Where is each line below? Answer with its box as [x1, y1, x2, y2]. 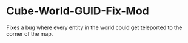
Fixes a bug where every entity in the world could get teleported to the [6, 24, 183, 31]
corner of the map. [6, 30, 53, 37]
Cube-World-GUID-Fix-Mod [6, 4, 150, 18]
